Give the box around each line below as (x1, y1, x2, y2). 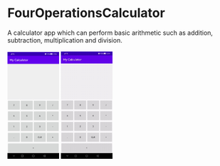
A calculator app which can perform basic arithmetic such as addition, (7, 28, 214, 37)
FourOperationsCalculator (7, 5, 165, 21)
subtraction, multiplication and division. (7, 35, 122, 44)
